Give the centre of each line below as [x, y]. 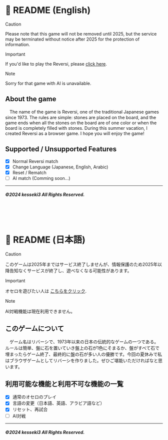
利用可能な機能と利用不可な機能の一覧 [64, 384]
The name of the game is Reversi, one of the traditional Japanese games [84, 112]
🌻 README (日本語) [45, 240]
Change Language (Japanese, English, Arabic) [60, 167]
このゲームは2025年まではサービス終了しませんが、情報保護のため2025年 [81, 264]
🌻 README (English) [48, 10]
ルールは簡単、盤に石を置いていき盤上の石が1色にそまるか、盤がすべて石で [82, 348]
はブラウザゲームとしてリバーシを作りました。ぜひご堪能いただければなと [82, 360]
